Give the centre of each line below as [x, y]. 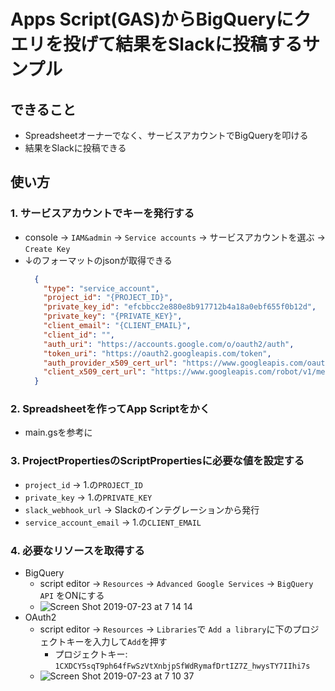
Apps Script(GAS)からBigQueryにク [161, 19]
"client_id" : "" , [79, 335]
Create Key [47, 249]
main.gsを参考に [58, 432]
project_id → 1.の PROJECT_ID [83, 484]
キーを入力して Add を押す [117, 642]
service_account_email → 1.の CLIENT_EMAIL [113, 522]
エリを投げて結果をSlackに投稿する [156, 44]
